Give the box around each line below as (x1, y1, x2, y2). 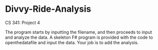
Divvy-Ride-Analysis (5, 3, 91, 15)
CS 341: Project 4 (5, 20, 40, 25)
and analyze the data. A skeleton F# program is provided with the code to (5, 34, 153, 40)
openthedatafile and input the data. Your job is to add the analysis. (5, 39, 139, 45)
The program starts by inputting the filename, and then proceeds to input (5, 29, 153, 35)
